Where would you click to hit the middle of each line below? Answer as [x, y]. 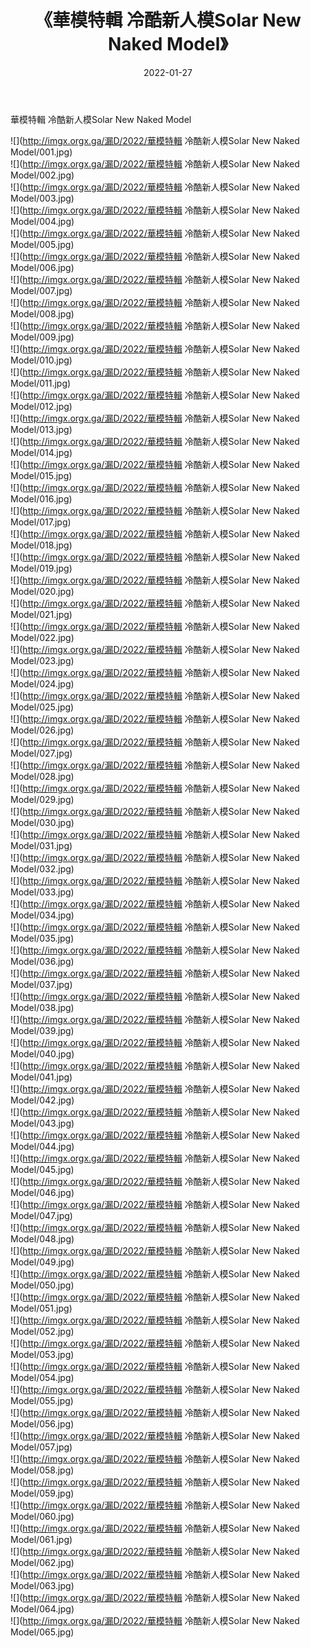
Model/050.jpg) [42, 1285]
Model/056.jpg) [42, 1423]
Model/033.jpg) [42, 892]
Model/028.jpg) [42, 776]
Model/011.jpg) [41, 383]
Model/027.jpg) [41, 753]
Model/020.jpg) [42, 591]
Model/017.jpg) [41, 522]
